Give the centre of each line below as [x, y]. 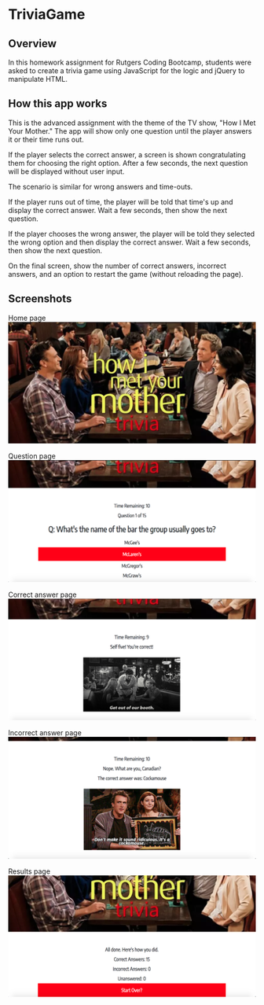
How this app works [58, 104]
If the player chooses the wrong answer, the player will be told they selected [132, 234]
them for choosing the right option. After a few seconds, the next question [128, 163]
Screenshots [40, 299]
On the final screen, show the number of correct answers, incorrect [117, 266]
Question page [32, 456]
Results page [29, 871]
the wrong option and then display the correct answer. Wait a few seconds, [130, 242]
